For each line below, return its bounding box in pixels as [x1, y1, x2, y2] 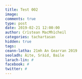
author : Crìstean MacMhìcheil [5, 30, 67, 35]
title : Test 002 [5, 7, 38, 12]
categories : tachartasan [5, 35, 56, 40]
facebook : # [5, 62, 29, 67]
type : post [5, 21, 27, 26]
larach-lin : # [5, 57, 34, 62]
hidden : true [5, 39, 32, 44]
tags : [5, 44, 16, 49]
